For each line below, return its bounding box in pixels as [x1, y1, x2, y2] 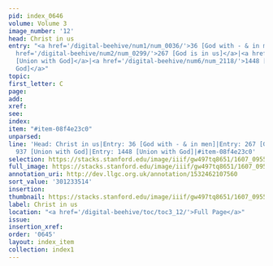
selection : [8, 155, 45, 163]
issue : [8, 216, 31, 224]
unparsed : [8, 132, 42, 140]
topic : [8, 72, 31, 80]
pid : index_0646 [8, 11, 63, 20]
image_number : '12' [8, 27, 75, 35]
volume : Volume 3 [8, 19, 67, 28]
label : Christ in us [8, 200, 79, 208]
